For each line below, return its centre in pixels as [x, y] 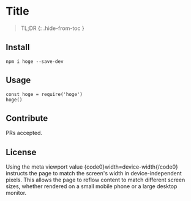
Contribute [27, 118]
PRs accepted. [24, 133]
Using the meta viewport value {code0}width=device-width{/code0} [92, 167]
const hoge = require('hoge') [44, 94]
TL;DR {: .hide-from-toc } [52, 28]
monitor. [16, 193]
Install [18, 47]
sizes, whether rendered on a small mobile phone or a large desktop [92, 186]
